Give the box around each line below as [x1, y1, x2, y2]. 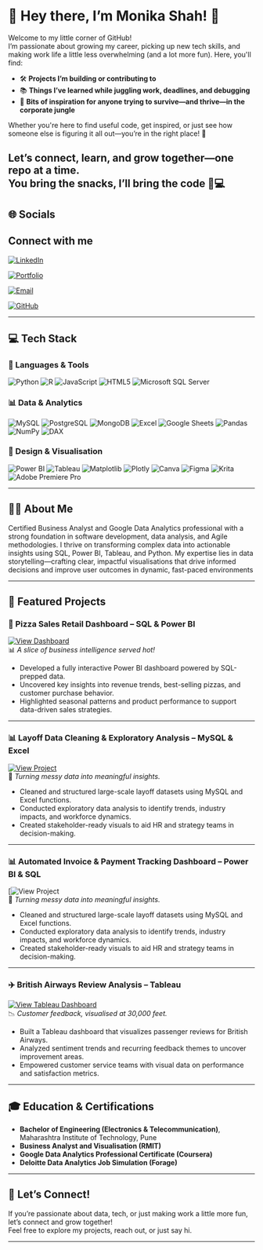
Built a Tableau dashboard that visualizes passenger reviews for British [19, 1027, 248, 1036]
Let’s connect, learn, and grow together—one [8, 152, 234, 165]
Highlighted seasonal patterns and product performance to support [19, 696, 237, 706]
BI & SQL [8, 868, 41, 879]
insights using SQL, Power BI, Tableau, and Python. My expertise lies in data [8, 548, 254, 557]
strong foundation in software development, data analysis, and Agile [8, 532, 229, 541]
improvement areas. [19, 1052, 85, 1062]
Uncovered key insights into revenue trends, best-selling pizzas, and [19, 680, 241, 689]
